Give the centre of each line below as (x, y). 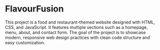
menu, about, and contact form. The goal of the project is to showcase (76, 32)
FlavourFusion (34, 9)
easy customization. (25, 42)
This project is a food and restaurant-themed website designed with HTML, (80, 22)
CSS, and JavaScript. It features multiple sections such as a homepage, (76, 27)
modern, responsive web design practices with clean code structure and (78, 37)
